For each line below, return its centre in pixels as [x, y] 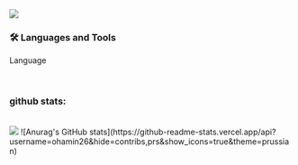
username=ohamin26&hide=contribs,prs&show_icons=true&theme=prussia [149, 141]
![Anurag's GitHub [54, 132]
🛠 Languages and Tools [63, 37]
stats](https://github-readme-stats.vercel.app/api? [183, 132]
